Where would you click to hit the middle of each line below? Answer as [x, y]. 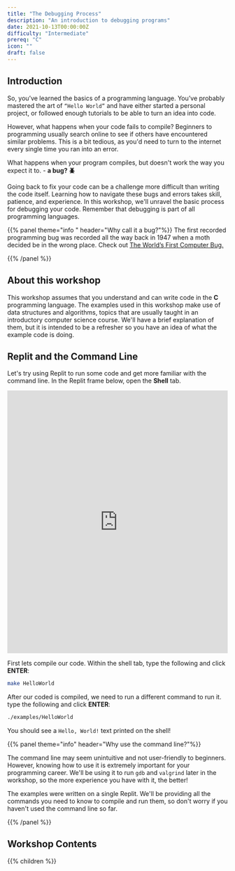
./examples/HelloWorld [40, 718]
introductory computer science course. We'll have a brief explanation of [111, 320]
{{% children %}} [32, 861]
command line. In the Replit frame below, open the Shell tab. [94, 381]
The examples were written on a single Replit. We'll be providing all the [109, 794]
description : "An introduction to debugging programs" [89, 20]
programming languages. [43, 216]
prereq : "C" [24, 40]
